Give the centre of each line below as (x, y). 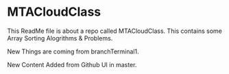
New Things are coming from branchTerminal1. (73, 51)
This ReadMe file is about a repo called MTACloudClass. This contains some (115, 31)
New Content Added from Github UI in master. (72, 64)
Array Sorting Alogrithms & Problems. (60, 38)
